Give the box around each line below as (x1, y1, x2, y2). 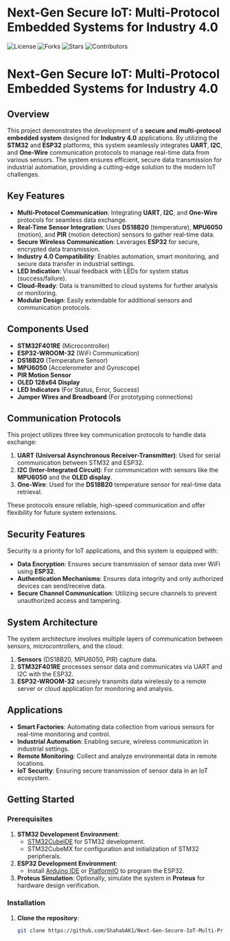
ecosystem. (16, 773, 50, 782)
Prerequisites (7, 815, 53, 824)
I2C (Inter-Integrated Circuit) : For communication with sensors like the (16, 466, 218, 474)
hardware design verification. (16, 881, 101, 889)
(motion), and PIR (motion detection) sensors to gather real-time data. (16, 230, 215, 239)
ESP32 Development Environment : (16, 859, 118, 867)
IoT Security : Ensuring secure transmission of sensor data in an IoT (16, 766, 208, 775)
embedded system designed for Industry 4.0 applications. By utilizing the (7, 133, 218, 142)
